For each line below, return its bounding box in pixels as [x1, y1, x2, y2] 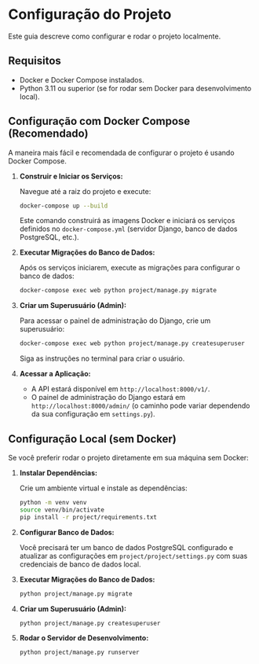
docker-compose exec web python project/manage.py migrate [19, 287, 217, 295]
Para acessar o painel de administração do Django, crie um [19, 316, 211, 325]
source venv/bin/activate [19, 505, 104, 514]
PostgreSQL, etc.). [19, 233, 80, 242]
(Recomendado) [8, 127, 89, 141]
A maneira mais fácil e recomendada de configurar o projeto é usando [8, 148, 235, 157]
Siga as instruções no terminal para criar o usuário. [19, 354, 185, 363]
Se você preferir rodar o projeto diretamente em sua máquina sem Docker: [8, 453, 249, 462]
